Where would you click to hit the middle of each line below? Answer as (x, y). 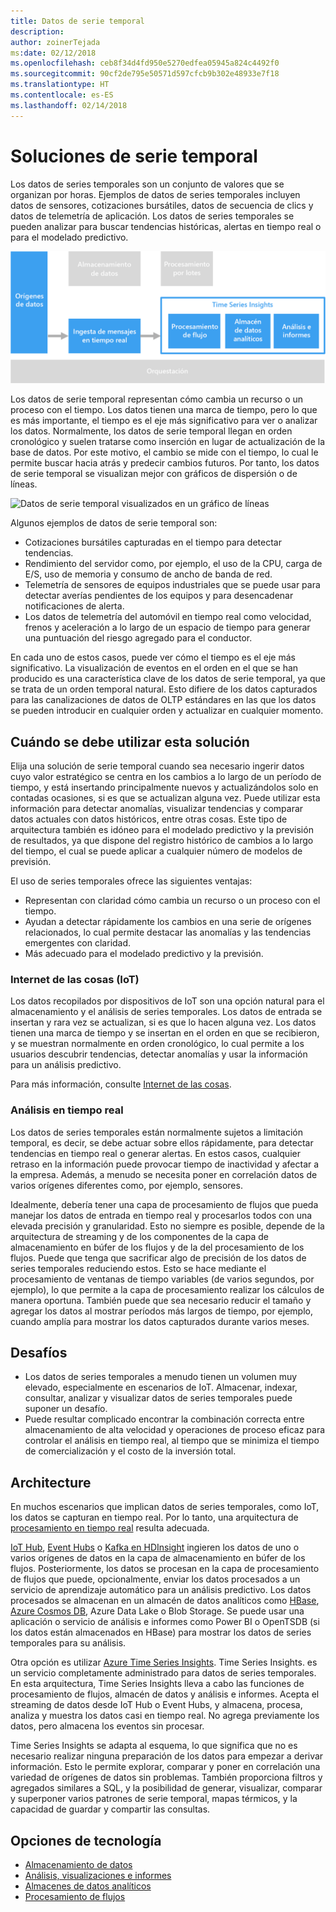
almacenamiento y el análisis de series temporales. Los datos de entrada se (166, 1012)
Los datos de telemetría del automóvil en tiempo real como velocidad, (168, 617)
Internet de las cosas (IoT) (75, 979)
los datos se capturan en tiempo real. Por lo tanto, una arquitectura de (154, 1517)
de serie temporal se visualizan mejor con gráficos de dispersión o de (154, 474)
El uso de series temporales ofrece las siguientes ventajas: (131, 881)
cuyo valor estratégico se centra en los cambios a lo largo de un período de (166, 777)
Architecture (51, 1482)
